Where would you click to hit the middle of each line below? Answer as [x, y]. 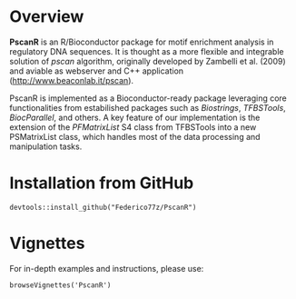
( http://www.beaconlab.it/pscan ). [72, 80]
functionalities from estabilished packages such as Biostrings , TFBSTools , [148, 107]
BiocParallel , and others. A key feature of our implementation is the [135, 117]
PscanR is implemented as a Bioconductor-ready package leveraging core [148, 98]
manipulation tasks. [46, 146]
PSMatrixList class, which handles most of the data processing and [135, 136]
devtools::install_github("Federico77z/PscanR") [103, 207]
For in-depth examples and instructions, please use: [107, 268]
